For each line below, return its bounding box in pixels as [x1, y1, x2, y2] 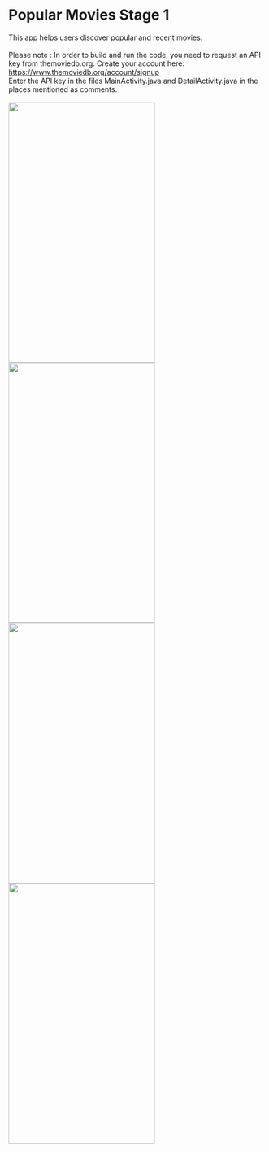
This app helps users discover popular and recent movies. [8, 33, 203, 42]
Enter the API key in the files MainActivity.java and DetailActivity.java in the [8, 76, 258, 85]
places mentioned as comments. [8, 84, 118, 94]
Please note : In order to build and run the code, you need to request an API [8, 50, 262, 59]
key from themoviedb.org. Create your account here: [8, 59, 185, 68]
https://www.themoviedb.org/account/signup [8, 67, 160, 76]
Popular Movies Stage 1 [8, 6, 170, 24]
